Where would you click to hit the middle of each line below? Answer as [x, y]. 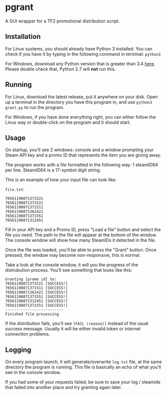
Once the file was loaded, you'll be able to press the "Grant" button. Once [81, 250]
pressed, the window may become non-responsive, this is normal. [73, 255]
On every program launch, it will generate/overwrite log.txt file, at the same [83, 362]
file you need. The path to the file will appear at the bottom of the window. [81, 235]
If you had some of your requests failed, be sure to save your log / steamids [83, 382]
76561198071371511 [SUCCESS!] [37, 288]
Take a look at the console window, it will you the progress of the [72, 265]
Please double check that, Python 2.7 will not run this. [61, 69]
